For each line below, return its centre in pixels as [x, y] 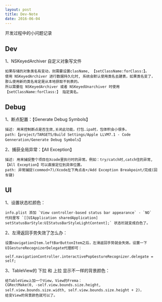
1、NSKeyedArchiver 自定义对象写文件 [43, 61]
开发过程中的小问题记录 [28, 33]
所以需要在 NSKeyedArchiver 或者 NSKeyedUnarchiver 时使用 [63, 87]
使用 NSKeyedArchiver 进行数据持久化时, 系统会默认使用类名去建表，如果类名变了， [80, 77]
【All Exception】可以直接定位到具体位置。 [45, 165]
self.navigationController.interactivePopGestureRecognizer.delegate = [79, 257]
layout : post [18, 10]
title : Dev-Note [21, 14]
